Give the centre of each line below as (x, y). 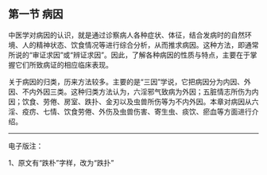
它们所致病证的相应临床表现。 (64, 64)
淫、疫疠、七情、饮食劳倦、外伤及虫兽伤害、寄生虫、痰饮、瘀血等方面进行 (130, 111)
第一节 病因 (36, 14)
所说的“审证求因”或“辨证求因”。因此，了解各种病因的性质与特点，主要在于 (129, 55)
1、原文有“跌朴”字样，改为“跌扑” (61, 162)
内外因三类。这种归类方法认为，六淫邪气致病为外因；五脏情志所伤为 (140, 91)
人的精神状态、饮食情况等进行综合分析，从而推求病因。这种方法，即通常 (140, 45)
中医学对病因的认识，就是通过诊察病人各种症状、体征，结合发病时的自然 (126, 35)
